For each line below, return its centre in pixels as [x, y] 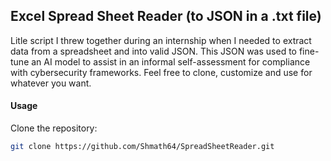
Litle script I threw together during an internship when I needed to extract [161, 40]
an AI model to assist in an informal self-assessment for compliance [171, 61]
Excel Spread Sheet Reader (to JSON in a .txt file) [166, 16]
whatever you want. [51, 83]
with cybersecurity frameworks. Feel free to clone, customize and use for [161, 72]
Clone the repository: [54, 128]
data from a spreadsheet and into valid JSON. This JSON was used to [153, 51]
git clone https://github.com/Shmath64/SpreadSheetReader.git [142, 147]
